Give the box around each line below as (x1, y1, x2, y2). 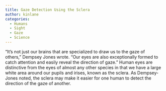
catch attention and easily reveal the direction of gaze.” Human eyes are (5, 59, 153, 65)
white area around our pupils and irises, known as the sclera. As (5, 70, 137, 76)
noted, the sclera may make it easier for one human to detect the (19, 75, 152, 81)
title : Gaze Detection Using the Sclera (5, 7, 90, 12)
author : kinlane (5, 12, 39, 17)
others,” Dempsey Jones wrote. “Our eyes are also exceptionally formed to (5, 54, 159, 60)
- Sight (9, 26, 26, 31)
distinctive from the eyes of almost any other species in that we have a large (5, 64, 162, 70)
